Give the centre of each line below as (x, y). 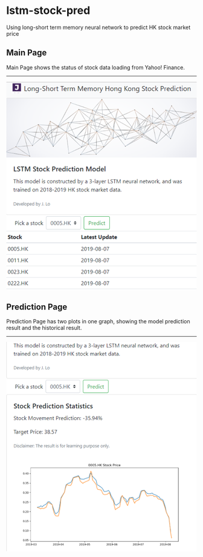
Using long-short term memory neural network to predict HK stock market (98, 27)
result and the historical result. (44, 328)
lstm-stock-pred (48, 11)
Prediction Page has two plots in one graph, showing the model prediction (98, 321)
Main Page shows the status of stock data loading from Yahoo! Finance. (96, 67)
